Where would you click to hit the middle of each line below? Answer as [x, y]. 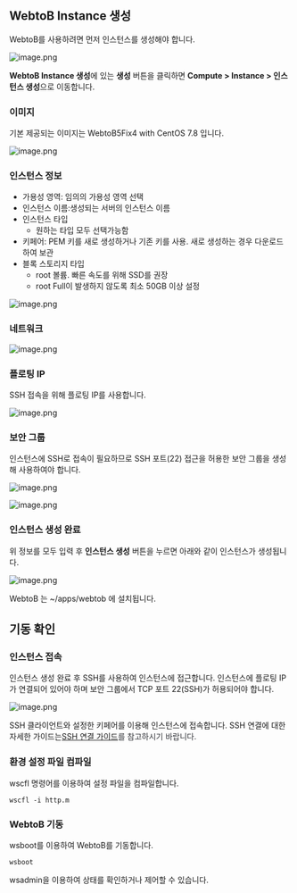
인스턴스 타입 [45, 219]
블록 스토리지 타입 [53, 264]
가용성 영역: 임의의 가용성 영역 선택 [83, 197]
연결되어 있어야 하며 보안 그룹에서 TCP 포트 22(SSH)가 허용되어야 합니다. [146, 689]
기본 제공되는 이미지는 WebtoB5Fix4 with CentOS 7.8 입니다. [117, 133]
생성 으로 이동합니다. [60, 87]
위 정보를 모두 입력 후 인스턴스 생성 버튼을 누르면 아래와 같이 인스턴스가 [132, 551]
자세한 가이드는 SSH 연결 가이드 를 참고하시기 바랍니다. [103, 737]
